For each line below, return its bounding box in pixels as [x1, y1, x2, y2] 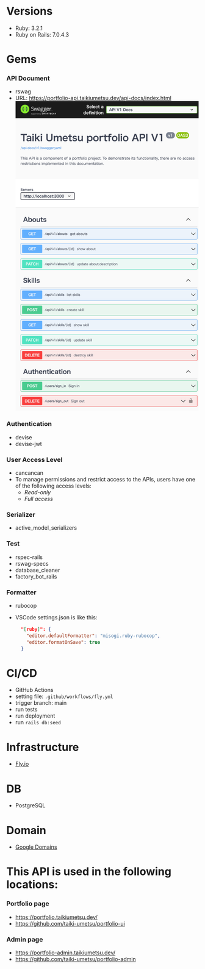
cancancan [15, 469, 44, 477]
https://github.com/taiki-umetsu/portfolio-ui [15, 920, 125, 927]
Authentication [6, 420, 52, 428]
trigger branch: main [15, 699, 67, 707]
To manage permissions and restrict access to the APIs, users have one [15, 476, 196, 483]
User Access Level [6, 455, 63, 464]
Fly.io [15, 760, 29, 768]
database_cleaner [15, 566, 60, 574]
